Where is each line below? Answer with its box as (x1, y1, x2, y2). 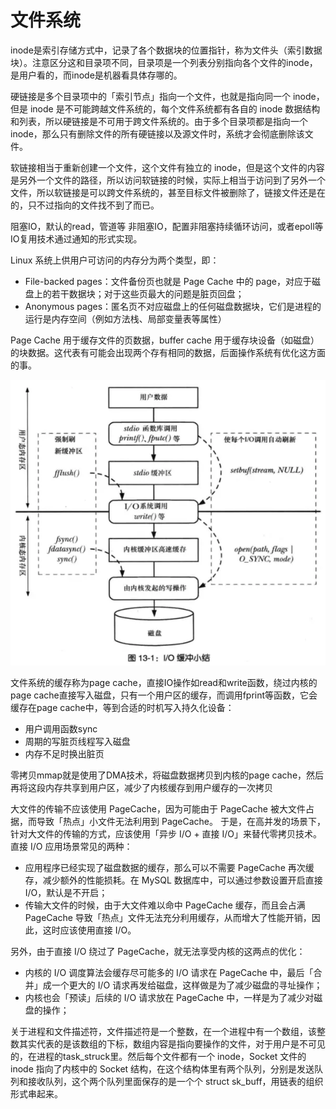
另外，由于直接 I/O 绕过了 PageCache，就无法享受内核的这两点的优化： (10, 945, 306, 957)
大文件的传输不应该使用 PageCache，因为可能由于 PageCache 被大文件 (10, 802, 306, 815)
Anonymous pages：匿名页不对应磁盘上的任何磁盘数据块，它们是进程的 (24, 300, 322, 312)
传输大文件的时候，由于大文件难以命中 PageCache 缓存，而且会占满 (24, 899, 306, 911)
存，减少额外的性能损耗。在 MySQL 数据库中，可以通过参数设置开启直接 (24, 874, 323, 886)
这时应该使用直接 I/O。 (42, 924, 137, 936)
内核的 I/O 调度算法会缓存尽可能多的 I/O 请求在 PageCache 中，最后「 (24, 966, 314, 978)
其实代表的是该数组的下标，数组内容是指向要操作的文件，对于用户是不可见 (18, 1037, 326, 1050)
